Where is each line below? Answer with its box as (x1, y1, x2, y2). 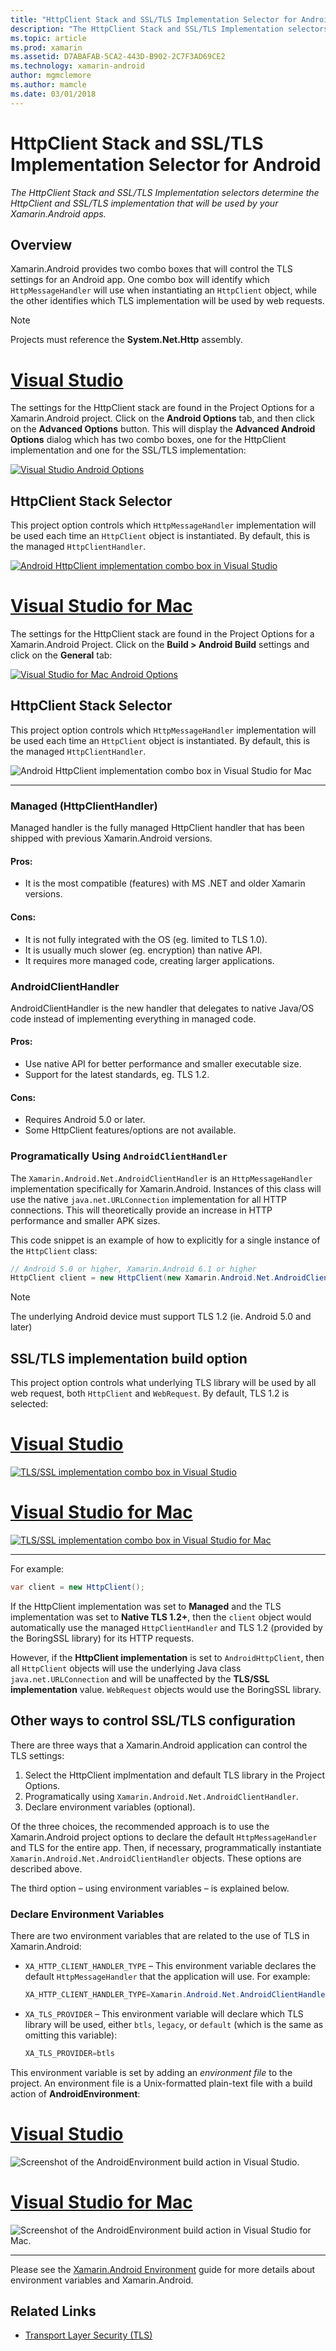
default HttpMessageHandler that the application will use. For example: (24, 1971, 311, 1982)
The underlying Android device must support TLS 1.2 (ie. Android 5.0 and (10, 1311, 312, 1323)
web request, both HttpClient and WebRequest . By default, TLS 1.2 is (10, 1387, 290, 1400)
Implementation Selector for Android (10, 153, 322, 176)
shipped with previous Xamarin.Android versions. (10, 832, 213, 845)
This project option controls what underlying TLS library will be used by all (10, 1377, 317, 1389)
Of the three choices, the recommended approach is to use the (10, 1820, 270, 1832)
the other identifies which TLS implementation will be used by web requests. (10, 295, 325, 307)
